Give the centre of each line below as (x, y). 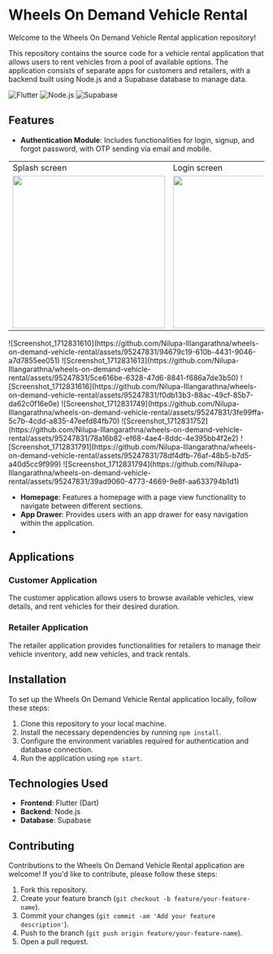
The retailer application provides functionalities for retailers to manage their (135, 645)
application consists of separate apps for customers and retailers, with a (129, 70)
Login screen (198, 167)
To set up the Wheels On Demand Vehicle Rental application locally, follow (133, 699)
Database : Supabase (56, 820)
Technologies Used (58, 783)
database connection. (56, 749)
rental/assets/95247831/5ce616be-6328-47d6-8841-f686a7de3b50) (123, 377)
